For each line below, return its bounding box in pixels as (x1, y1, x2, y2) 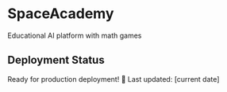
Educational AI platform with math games (7, 31, 142, 40)
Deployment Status (7, 53, 105, 67)
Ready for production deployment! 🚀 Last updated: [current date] (7, 74, 220, 83)
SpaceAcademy (7, 5, 114, 23)
